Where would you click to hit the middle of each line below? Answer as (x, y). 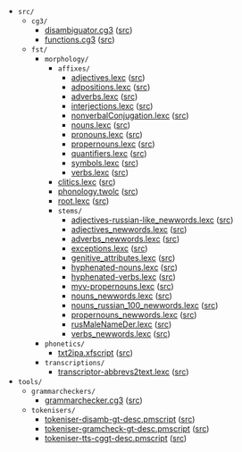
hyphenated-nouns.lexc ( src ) (125, 267)
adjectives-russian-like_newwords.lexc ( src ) (152, 220)
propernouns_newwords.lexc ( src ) (134, 315)
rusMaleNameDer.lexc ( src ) (121, 324)
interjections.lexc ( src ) (112, 106)
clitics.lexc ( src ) (87, 182)
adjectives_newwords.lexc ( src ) (129, 229)
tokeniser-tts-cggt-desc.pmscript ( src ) (116, 438)
